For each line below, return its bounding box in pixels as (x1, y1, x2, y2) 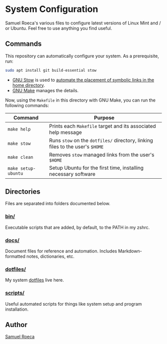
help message (49, 128, 82, 135)
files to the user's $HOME (49, 143, 104, 150)
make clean (7, 154, 33, 160)
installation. (5, 306, 29, 312)
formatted (5, 253, 26, 259)
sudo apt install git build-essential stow (5, 68, 97, 73)
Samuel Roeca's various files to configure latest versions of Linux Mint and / (5, 20, 161, 26)
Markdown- (118, 248, 142, 254)
